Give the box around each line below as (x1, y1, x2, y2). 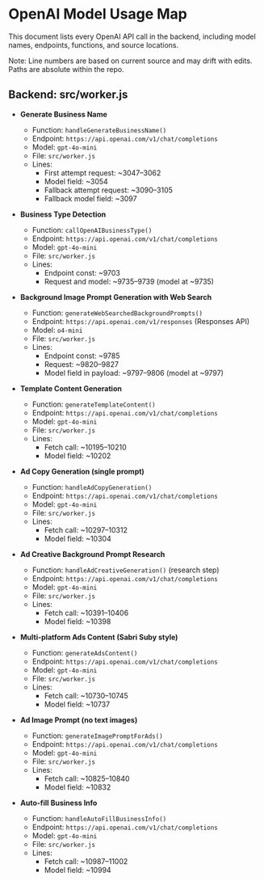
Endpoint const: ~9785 (44, 351, 120, 360)
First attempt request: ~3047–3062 (44, 167, 161, 178)
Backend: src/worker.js (8, 88, 128, 102)
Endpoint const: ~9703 (44, 268, 121, 277)
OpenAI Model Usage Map (8, 5, 187, 23)
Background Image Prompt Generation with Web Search (19, 292, 212, 301)
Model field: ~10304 (44, 533, 111, 543)
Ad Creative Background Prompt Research (19, 549, 166, 559)
